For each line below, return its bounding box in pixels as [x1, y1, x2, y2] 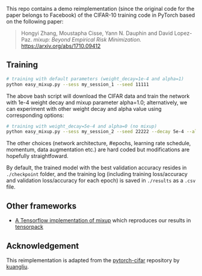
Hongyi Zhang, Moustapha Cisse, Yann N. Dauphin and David [20, 30, 173, 37]
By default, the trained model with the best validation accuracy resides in [6, 164, 187, 171]
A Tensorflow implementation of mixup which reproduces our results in [14, 217, 191, 224]
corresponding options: [6, 111, 64, 119]
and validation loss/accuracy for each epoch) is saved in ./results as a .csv [6, 177, 196, 184]
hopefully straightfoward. [6, 152, 69, 160]
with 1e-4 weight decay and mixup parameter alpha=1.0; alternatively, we [6, 99, 188, 106]
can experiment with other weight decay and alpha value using [6, 105, 162, 112]
